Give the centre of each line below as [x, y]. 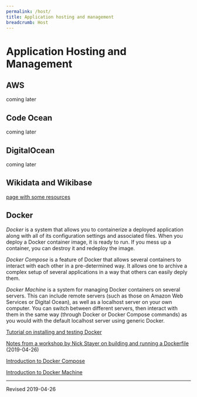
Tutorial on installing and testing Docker [54, 332]
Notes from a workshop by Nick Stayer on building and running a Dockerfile [98, 343]
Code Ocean [29, 118]
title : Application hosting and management [60, 17]
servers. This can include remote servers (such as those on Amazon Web [95, 296]
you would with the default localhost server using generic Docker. [86, 320]
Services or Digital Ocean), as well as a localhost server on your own [89, 302]
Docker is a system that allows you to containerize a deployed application [95, 230]
